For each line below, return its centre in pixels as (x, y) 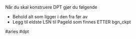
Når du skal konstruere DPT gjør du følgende (51, 7)
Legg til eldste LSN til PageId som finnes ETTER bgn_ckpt (71, 22)
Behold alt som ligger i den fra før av (50, 17)
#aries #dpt (17, 31)
